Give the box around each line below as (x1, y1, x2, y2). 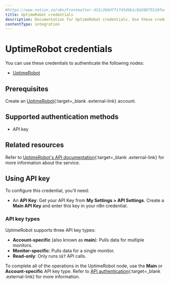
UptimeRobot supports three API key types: (5, 227, 96, 233)
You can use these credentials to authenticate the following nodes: (5, 60, 144, 66)
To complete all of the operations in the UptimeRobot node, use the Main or (5, 263, 163, 269)
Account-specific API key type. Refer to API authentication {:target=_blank (5, 268, 161, 274)
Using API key (5, 174, 50, 183)
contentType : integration (5, 21, 60, 27)
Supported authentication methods (5, 112, 119, 121)
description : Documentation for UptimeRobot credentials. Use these (5, 17, 153, 22)
